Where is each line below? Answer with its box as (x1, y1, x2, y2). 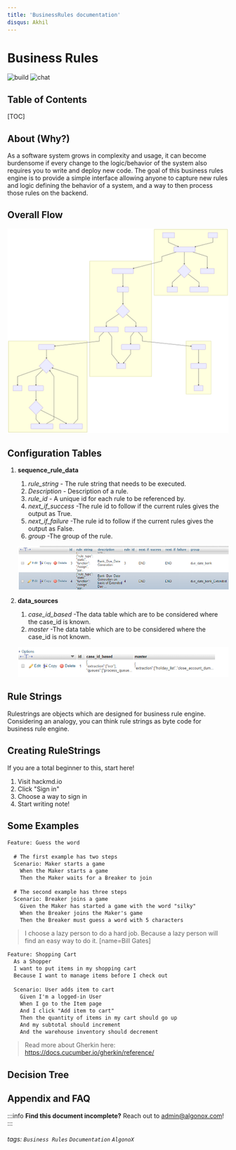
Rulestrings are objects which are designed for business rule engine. (7, 709, 206, 718)
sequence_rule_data (17, 466, 79, 474)
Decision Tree (7, 1068, 69, 1080)
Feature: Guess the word (7, 840, 80, 847)
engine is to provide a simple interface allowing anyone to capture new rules (7, 174, 228, 182)
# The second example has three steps (13, 889, 128, 896)
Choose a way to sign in (17, 792, 88, 800)
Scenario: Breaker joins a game (13, 896, 109, 903)
